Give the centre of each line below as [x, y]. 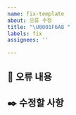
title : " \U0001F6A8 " [39, 27]
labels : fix [25, 34]
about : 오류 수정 [30, 20]
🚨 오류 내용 [30, 77]
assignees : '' [28, 40]
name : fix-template [36, 14]
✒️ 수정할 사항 [36, 103]
